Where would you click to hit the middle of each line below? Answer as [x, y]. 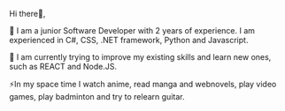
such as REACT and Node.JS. [63, 67]
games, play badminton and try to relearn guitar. [97, 96]
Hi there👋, [27, 14]
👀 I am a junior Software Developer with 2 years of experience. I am [132, 30]
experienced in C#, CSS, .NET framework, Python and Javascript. [129, 40]
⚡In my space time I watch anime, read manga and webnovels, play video [143, 84]
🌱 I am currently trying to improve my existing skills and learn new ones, [140, 57]
